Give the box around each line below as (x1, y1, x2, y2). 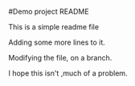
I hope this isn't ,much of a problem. (8, 68, 128, 78)
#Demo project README (8, 7, 90, 16)
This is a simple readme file (8, 22, 99, 31)
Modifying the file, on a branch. (8, 53, 112, 62)
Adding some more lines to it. (8, 37, 106, 47)
